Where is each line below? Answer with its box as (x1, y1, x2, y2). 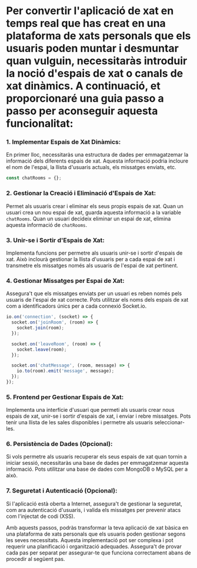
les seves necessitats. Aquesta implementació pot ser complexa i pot (6, 536, 173, 543)
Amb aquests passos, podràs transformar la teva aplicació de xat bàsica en (6, 524, 189, 531)
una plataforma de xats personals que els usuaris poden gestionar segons (6, 530, 186, 537)
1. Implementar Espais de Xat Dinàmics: (6, 138, 121, 146)
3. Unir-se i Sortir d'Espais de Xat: (6, 236, 105, 244)
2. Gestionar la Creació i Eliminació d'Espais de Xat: (6, 189, 156, 197)
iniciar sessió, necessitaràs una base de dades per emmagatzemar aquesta (6, 460, 189, 467)
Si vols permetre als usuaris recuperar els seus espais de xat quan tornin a (6, 453, 187, 460)
